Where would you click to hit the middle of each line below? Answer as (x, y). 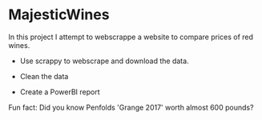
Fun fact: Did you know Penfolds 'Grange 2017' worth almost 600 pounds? (131, 107)
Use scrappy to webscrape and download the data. (105, 61)
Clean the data (44, 76)
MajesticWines (59, 15)
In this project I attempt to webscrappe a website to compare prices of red (131, 37)
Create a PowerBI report (60, 92)
